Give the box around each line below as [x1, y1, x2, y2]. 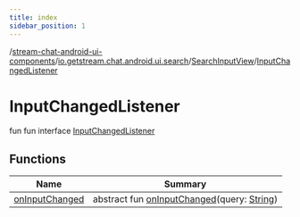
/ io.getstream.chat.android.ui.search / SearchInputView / [54, 55, 257, 66]
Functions [9, 151, 67, 166]
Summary [163, 178, 207, 190]
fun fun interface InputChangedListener [9, 126, 155, 137]
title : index [9, 13, 58, 22]
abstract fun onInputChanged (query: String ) [92, 193, 279, 205]
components [9, 55, 56, 66]
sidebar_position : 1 [9, 21, 87, 30]
